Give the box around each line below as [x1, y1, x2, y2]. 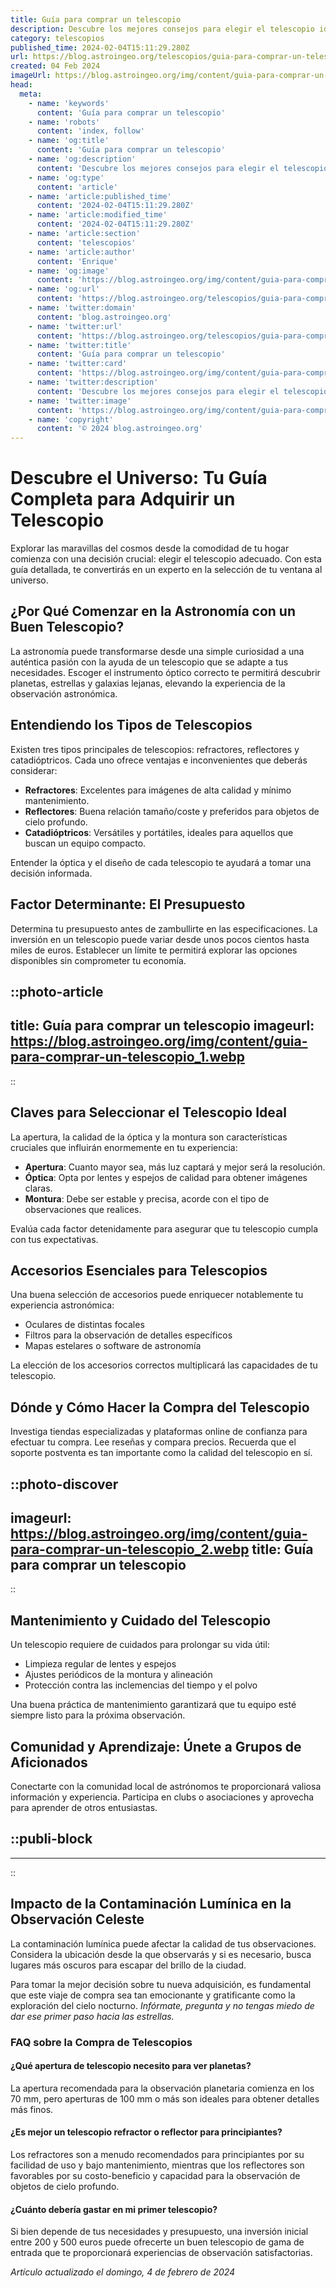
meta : [19, 89, 43, 99]
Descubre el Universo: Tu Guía [10, 467, 268, 490]
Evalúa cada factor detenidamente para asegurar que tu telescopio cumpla [10, 1222, 319, 1235]
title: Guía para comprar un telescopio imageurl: [10, 1017, 315, 1035]
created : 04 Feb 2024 [10, 61, 101, 71]
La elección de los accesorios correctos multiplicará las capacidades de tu [10, 1359, 318, 1371]
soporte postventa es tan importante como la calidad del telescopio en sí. [10, 1447, 313, 1459]
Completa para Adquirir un [10, 488, 236, 511]
